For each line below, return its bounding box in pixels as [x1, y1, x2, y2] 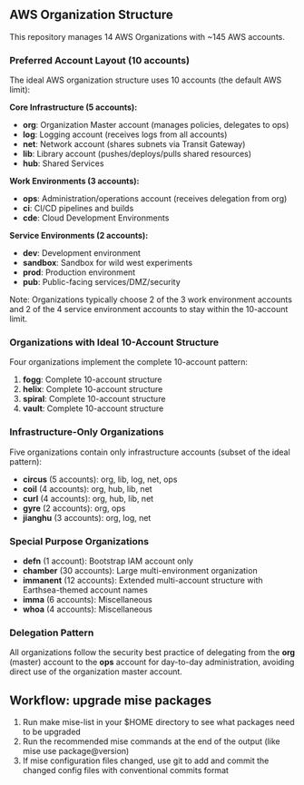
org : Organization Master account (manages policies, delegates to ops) [22, 120, 289, 131]
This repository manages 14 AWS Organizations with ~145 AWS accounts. [9, 31, 286, 42]
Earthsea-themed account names [22, 584, 148, 595]
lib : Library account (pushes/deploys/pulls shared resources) [22, 149, 252, 160]
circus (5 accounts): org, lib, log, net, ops [22, 474, 178, 485]
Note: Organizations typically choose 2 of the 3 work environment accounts [9, 294, 293, 305]
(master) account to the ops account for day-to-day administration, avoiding [9, 657, 295, 668]
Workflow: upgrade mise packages [9, 692, 211, 708]
